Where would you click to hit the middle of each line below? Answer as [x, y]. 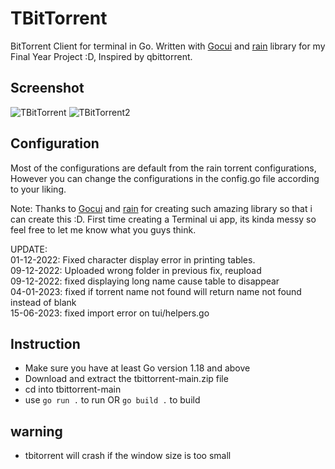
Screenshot [47, 88]
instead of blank [43, 302]
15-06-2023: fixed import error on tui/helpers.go [110, 313]
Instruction [45, 343]
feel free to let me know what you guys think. [103, 229]
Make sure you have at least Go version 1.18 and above [137, 368]
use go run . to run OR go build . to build [112, 400]
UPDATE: [29, 249]
